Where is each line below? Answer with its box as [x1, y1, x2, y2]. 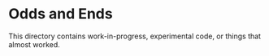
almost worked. [8, 39, 61, 49]
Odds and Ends [8, 5, 113, 23]
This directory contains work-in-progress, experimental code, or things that [8, 31, 262, 41]
